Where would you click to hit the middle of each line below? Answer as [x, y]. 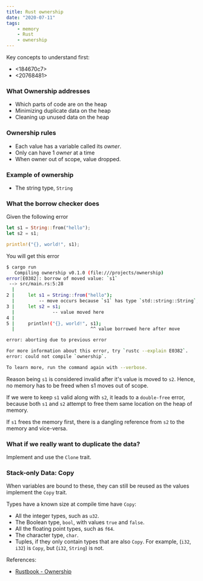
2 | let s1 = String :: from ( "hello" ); [59, 295]
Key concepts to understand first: [48, 57]
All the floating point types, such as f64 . [65, 529]
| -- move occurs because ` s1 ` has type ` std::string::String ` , [105, 301]
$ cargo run [21, 267]
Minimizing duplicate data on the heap [63, 111]
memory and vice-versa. [37, 428]
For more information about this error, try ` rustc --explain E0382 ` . [97, 351]
